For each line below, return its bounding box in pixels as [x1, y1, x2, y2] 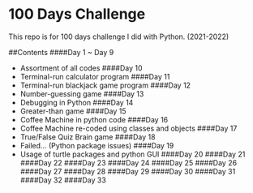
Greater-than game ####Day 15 [19, 106, 126, 116]
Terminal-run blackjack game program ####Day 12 [19, 80, 191, 90]
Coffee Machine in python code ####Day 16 [19, 114, 169, 124]
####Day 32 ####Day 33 [19, 175, 107, 185]
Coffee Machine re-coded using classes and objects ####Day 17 [19, 123, 238, 133]
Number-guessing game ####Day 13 [19, 88, 144, 98]
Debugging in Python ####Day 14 [19, 97, 134, 107]
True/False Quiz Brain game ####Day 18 [19, 131, 156, 142]
